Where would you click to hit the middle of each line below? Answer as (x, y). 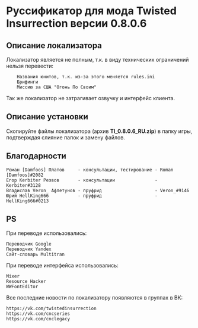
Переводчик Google (29, 244)
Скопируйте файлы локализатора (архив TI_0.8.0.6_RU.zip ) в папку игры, (99, 131)
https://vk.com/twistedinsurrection (51, 309)
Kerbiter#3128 (24, 185)
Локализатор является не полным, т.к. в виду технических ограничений (98, 60)
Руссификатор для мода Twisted (91, 11)
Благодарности (36, 156)
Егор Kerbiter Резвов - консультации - (82, 180)
